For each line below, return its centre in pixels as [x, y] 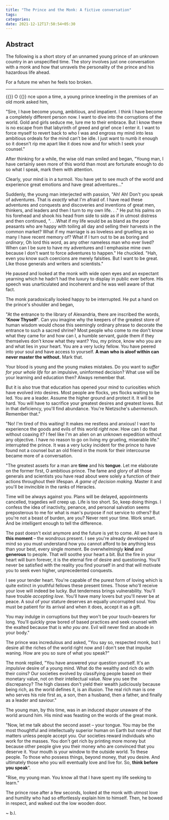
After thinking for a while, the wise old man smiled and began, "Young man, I [85, 159]
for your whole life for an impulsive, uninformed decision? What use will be [83, 372]
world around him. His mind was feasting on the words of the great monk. [82, 715]
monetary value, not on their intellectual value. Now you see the [71, 679]
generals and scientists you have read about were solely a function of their [83, 476]
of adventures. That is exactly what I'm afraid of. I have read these [74, 200]
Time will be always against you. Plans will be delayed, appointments [77, 497]
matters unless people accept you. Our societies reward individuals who [80, 736]
